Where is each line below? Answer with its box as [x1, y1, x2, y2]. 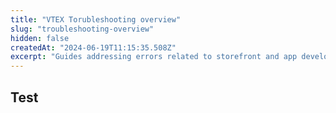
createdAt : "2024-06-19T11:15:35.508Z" [10, 42, 177, 53]
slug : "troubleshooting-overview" [10, 24, 155, 34]
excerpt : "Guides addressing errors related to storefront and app [10, 52, 298, 62]
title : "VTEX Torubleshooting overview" [10, 14, 182, 25]
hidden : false [10, 33, 70, 43]
